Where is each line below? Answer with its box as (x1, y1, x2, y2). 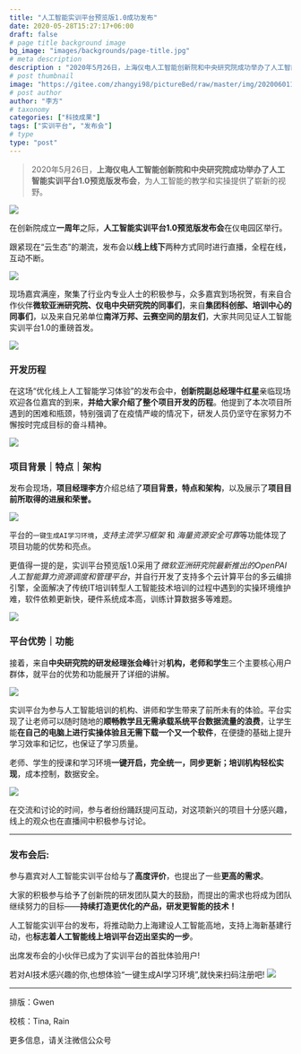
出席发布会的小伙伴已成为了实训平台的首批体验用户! (9, 950, 201, 961)
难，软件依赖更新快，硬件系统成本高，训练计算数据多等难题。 (9, 594, 237, 605)
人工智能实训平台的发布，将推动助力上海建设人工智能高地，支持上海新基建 (9, 919, 284, 930)
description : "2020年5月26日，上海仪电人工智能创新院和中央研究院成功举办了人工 (9, 64, 285, 73)
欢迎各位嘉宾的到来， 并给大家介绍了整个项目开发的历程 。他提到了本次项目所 (9, 396, 292, 408)
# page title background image (9, 38, 126, 48)
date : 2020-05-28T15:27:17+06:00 (9, 22, 134, 30)
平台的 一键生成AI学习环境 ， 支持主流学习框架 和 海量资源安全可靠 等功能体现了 (9, 530, 288, 541)
